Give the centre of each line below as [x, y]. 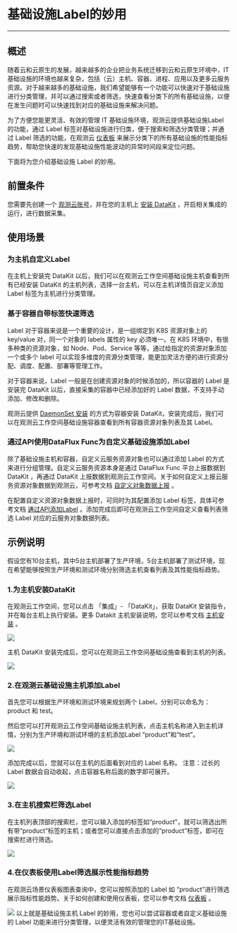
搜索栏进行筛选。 [32, 839]
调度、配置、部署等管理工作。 [63, 366]
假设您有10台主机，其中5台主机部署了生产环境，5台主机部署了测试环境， [113, 560]
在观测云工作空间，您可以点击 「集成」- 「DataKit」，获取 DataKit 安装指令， [119, 606]
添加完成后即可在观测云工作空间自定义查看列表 [154, 509]
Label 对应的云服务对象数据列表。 [64, 518]
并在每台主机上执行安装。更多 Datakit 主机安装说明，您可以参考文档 [106, 615]
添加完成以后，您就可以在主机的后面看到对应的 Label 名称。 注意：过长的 [114, 763]
